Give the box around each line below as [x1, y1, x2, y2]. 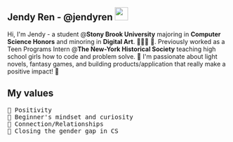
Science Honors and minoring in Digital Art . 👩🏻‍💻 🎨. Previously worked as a [7, 37, 225, 45]
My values [7, 87, 54, 99]
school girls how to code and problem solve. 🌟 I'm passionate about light [7, 52, 218, 60]
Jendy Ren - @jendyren [7, 11, 114, 23]
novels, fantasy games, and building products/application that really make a [7, 59, 226, 68]
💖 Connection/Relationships [7, 120, 104, 128]
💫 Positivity [7, 106, 53, 114]
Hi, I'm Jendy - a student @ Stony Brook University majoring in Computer [7, 29, 221, 38]
